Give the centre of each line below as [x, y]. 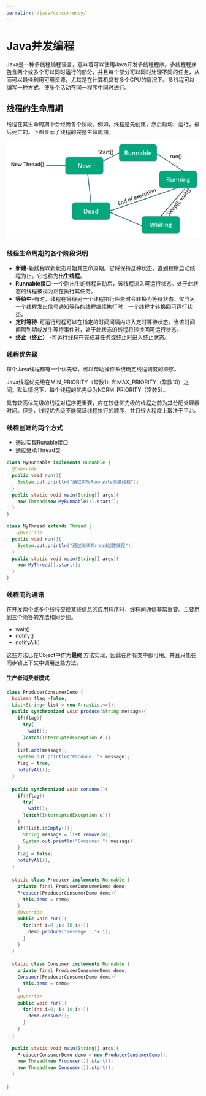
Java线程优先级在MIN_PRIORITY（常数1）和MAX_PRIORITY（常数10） [95, 382]
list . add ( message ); [42, 750]
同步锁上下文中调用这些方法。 [44, 663]
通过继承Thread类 [38, 450]
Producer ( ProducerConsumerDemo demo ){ [67, 893]
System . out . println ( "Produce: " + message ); [74, 757]
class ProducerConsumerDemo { [45, 692]
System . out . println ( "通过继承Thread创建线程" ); [75, 546]
